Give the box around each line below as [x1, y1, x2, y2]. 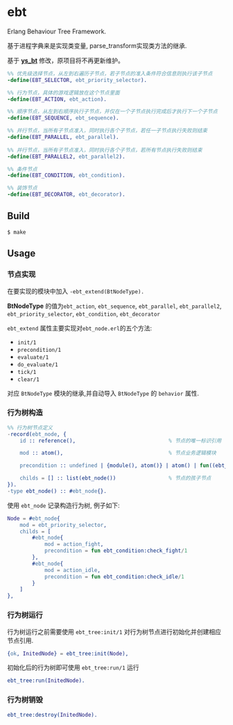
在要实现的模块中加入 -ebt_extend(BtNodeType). [7, 286, 144, 295]
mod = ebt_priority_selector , [19, 521, 107, 528]
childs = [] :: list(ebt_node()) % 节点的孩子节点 [19, 475, 212, 482]
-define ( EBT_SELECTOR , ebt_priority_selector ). [7, 76, 148, 83]
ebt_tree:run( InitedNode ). [7, 677, 85, 685]
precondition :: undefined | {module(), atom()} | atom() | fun [19, 462, 209, 469]
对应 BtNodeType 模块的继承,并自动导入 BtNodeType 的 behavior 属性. [7, 389, 200, 397]
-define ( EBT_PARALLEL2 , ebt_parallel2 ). [7, 153, 126, 160]
